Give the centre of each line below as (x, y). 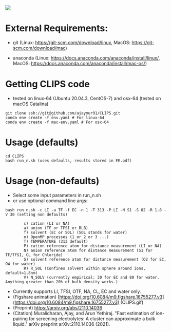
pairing (20, 319)
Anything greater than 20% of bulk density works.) (62, 282)
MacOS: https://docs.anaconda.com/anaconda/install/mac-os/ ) (80, 63)
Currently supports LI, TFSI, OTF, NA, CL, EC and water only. (77, 291)
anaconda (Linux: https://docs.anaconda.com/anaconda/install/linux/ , (86, 58)
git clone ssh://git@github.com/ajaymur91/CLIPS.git (63, 113)
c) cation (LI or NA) (47, 223)
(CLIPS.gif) (132, 302)
